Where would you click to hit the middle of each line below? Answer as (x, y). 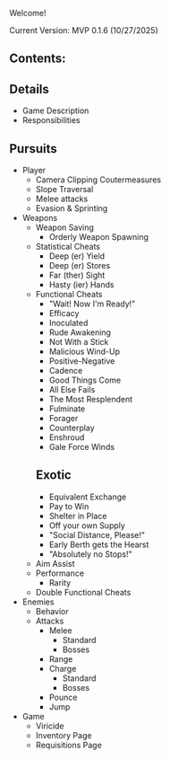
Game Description (55, 110)
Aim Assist (55, 563)
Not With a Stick (79, 342)
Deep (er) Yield (77, 256)
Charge (63, 668)
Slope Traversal (64, 190)
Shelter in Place (78, 516)
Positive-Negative (82, 361)
